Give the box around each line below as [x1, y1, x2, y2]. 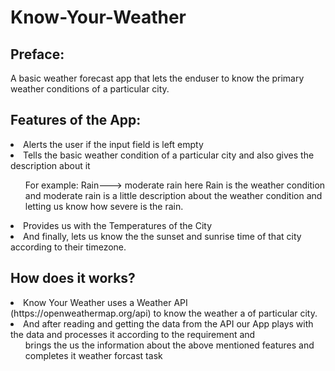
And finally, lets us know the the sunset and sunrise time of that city [23, 230, 302, 242]
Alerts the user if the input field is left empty [23, 138, 204, 150]
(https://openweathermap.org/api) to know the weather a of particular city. [10, 307, 318, 319]
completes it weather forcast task [24, 349, 163, 361]
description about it [10, 159, 91, 171]
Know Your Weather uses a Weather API [23, 296, 188, 308]
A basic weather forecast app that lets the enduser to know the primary [10, 72, 305, 84]
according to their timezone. [10, 241, 127, 253]
